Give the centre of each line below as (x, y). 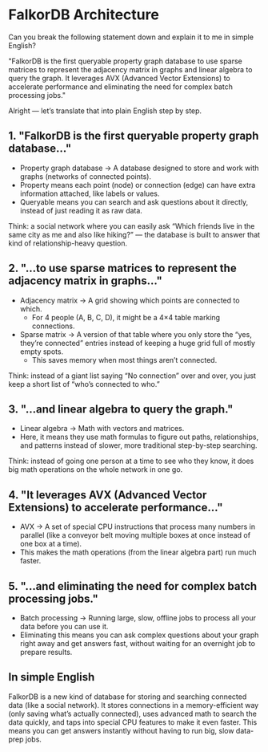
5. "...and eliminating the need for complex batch (133, 586)
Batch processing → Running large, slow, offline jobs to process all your (138, 618)
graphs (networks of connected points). (86, 176)
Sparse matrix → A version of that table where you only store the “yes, (136, 334)
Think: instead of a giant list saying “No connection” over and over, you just (132, 376)
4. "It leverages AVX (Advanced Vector (108, 495)
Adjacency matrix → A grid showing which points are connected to (130, 300)
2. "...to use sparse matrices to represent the (123, 268)
